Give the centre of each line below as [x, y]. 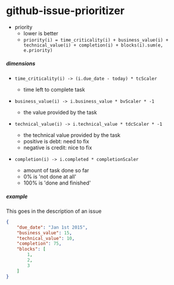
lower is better [41, 33]
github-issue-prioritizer [65, 11]
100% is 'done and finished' [57, 183]
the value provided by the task [60, 112]
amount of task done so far [56, 170]
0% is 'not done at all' [50, 176]
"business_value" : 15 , [44, 233]
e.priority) [38, 50]
